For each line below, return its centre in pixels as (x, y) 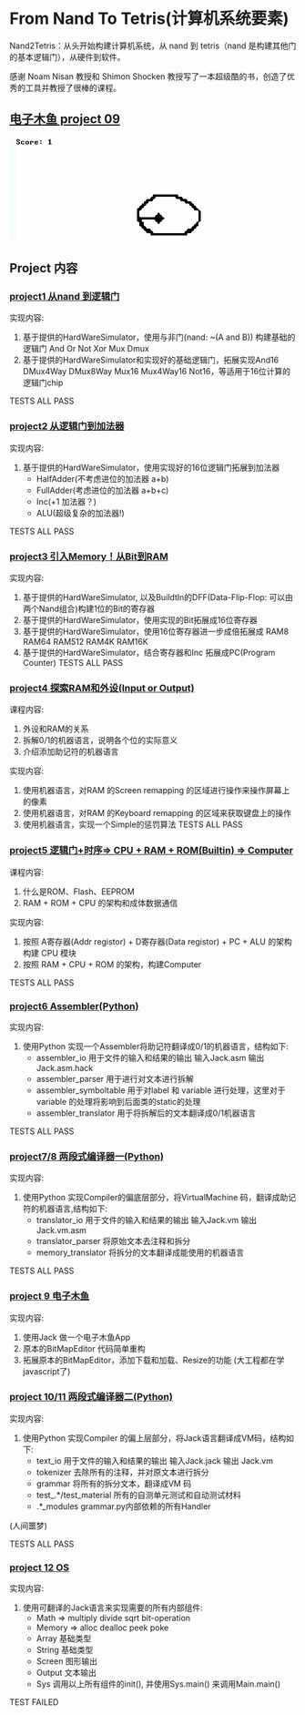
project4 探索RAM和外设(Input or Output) (102, 688)
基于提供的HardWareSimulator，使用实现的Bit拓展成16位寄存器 (140, 620)
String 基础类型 (65, 1650)
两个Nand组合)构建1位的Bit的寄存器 (88, 609)
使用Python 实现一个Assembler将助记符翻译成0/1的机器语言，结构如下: (156, 1046)
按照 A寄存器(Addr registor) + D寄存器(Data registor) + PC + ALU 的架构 (158, 941)
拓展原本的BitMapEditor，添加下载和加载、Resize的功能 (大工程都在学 (153, 1360)
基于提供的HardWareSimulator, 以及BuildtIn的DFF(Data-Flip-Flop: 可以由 (158, 597)
